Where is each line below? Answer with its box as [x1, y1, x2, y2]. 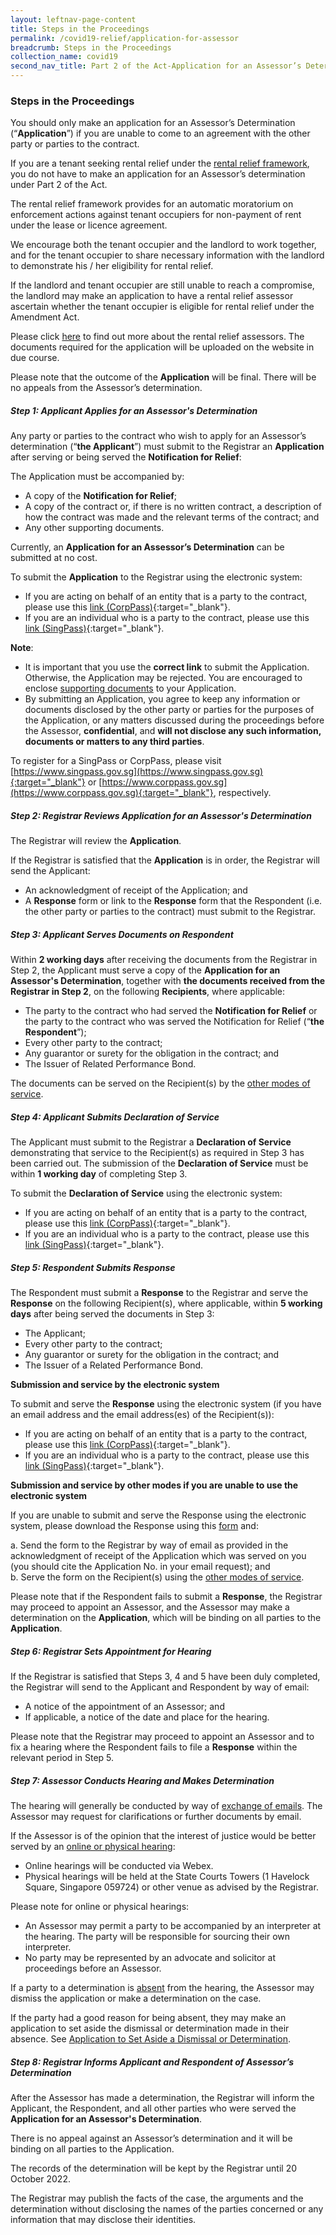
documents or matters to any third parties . [24, 736, 205, 748]
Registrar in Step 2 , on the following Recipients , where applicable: [10, 986, 286, 998]
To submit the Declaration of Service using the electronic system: [10, 1187, 283, 1200]
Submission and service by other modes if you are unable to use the [10, 1479, 299, 1491]
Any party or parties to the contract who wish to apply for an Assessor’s [10, 430, 307, 442]
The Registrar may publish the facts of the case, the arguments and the [10, 2192, 304, 2205]
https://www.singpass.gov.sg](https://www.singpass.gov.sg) [13, 766, 264, 778]
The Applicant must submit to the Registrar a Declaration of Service [10, 1136, 292, 1148]
